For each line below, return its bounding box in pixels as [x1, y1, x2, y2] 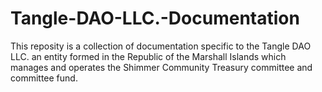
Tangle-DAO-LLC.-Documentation [10, 7, 300, 30]
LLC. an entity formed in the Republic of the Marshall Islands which [10, 50, 287, 62]
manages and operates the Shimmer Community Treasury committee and [10, 61, 313, 73]
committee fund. [10, 72, 78, 84]
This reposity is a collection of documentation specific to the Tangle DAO [10, 40, 312, 52]
